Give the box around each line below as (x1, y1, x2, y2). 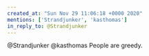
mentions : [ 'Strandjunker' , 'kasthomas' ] (7, 16, 128, 23)
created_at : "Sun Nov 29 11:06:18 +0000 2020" (7, 10, 143, 17)
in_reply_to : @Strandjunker (7, 23, 88, 29)
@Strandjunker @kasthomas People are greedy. (7, 42, 143, 50)
